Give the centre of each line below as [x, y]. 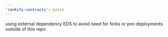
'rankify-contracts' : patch [35, 10]
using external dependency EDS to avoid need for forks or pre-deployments [84, 24]
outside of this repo [25, 29]
